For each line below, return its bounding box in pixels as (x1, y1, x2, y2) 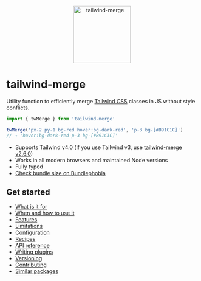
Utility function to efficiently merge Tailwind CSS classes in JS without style (6, 97, 196, 105)
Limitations (15, 223, 43, 230)
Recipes (15, 235, 36, 243)
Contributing (15, 261, 47, 269)
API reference (15, 242, 50, 249)
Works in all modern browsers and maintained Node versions (15, 156, 168, 164)
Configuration (15, 229, 50, 236)
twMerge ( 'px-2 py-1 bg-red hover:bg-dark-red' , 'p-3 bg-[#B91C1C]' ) (6, 127, 183, 133)
